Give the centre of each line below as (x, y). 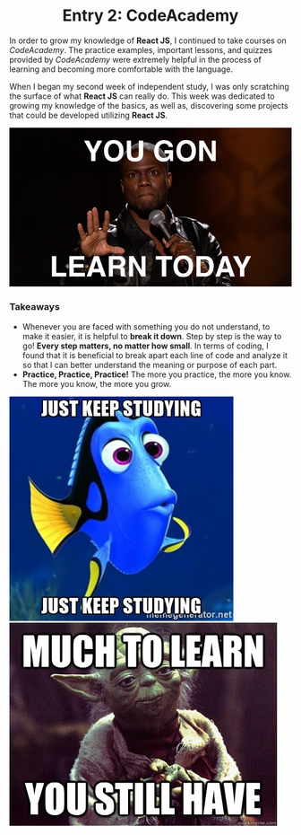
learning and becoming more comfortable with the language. (121, 69)
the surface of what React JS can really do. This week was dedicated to (142, 96)
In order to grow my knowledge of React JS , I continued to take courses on (148, 40)
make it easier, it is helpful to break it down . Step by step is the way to (152, 336)
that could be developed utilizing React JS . (89, 115)
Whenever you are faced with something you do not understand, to (146, 326)
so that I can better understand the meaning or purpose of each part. (150, 365)
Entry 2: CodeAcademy (150, 16)
